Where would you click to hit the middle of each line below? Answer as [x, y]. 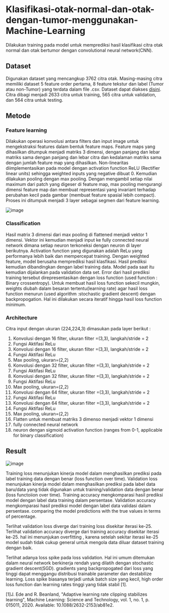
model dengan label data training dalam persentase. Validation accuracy [81, 500]
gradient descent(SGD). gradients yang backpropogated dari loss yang [79, 568]
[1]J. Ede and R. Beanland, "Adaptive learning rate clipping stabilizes [77, 594]
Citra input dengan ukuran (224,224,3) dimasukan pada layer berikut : [78, 329]
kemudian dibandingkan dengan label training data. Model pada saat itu [80, 266]
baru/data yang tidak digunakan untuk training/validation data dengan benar [85, 489]
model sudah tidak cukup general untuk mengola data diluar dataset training [85, 542]
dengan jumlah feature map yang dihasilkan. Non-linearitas [67, 163]
